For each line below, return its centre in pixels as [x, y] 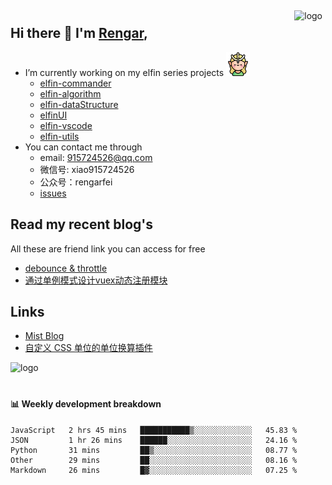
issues [53, 193]
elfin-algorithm [70, 93]
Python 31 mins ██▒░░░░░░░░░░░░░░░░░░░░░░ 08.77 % [154, 450]
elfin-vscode [66, 125]
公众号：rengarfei [76, 182]
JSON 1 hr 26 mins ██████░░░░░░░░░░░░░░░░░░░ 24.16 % [154, 440]
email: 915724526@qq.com [96, 157]
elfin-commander [75, 83]
